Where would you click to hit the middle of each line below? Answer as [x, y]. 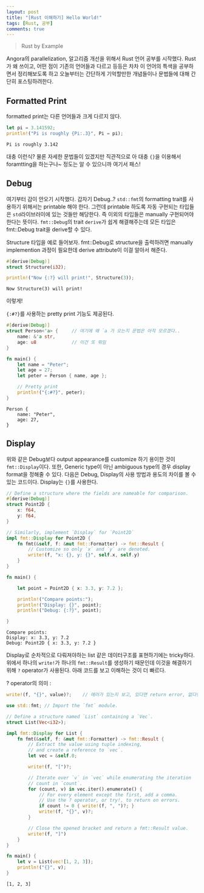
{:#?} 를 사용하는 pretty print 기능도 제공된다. [60, 314]
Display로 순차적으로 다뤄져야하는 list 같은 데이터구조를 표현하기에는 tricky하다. [101, 655]
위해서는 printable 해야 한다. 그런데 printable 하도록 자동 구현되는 [100, 207]
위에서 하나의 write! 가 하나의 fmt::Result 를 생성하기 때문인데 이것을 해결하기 [99, 663]
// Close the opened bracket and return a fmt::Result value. [108, 828]
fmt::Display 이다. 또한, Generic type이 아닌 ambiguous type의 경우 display [98, 467]
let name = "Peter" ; [43, 364]
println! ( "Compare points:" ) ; [56, 599]
